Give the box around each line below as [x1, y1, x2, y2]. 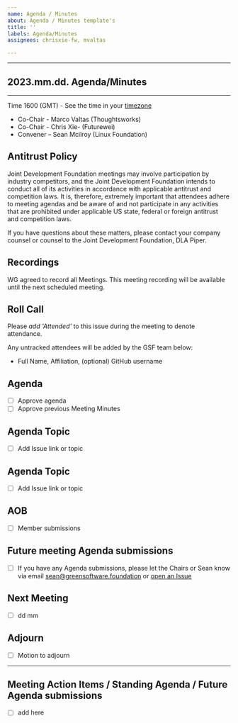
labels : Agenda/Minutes [7, 30, 78, 38]
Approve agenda [17, 396, 67, 405]
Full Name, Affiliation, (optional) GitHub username [17, 357, 163, 366]
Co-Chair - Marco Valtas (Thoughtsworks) [17, 115, 142, 123]
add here [17, 708, 45, 717]
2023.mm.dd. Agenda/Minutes [7, 76, 147, 88]
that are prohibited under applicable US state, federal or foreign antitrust [7, 207, 218, 215]
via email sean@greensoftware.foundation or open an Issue [17, 571, 192, 580]
